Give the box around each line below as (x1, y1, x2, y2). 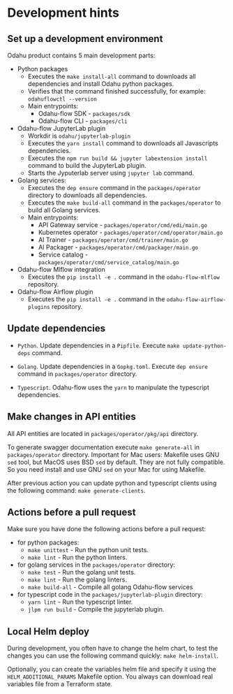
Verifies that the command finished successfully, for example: (27, 87, 206, 95)
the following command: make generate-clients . (7, 486, 146, 494)
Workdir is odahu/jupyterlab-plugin (27, 131, 131, 140)
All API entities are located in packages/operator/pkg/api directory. (7, 429, 199, 438)
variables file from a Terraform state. (7, 680, 113, 688)
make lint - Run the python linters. (27, 554, 128, 562)
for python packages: (17, 538, 80, 547)
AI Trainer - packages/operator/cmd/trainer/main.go (38, 236, 188, 244)
